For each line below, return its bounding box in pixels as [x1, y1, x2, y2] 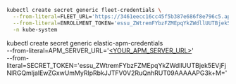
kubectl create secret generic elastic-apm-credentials [6, 38, 163, 47]
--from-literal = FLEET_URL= [13, 13, 92, 20]
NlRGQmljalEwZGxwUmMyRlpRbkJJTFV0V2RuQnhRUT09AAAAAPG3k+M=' [6, 69, 228, 77]
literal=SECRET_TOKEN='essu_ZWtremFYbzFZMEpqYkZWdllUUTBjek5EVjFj [6, 61, 227, 69]
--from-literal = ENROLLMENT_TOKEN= [13, 20, 114, 27]
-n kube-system [13, 26, 58, 33]
